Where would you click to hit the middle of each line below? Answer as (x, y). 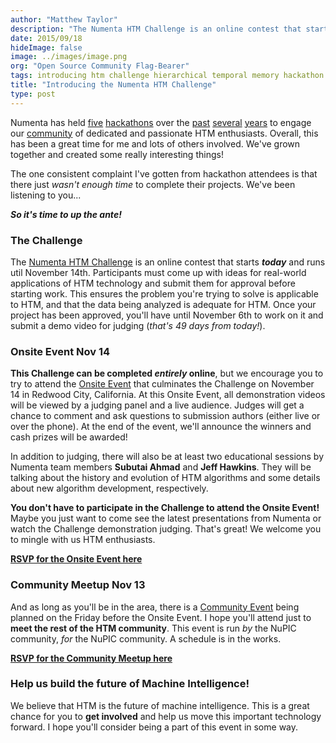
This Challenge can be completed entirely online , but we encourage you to (167, 373)
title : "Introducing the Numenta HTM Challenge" (113, 85)
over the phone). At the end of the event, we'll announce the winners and (161, 427)
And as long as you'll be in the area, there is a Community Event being (155, 607)
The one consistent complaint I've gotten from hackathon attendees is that (164, 173)
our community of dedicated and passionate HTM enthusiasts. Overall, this (164, 133)
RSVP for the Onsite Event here (76, 559)
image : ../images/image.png (69, 57)
